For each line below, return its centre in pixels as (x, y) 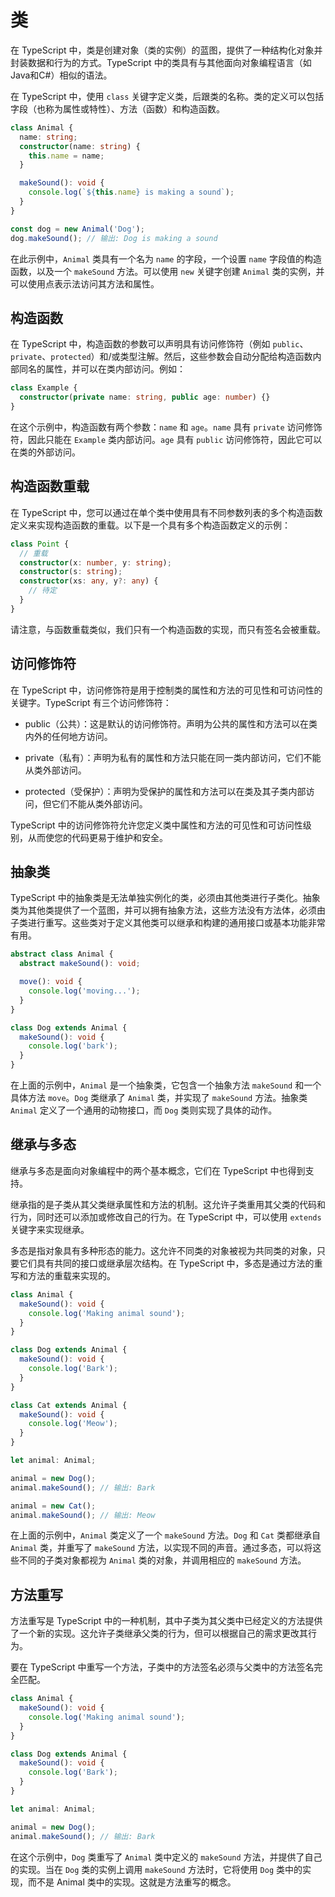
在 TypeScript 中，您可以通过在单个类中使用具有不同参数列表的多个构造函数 (166, 512)
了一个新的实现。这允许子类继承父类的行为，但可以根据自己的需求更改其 (159, 1633)
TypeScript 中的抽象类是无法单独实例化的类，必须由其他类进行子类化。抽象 (165, 898)
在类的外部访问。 (45, 452)
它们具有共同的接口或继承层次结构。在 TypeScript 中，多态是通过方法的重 (170, 1263)
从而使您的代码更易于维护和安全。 (97, 837)
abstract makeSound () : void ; (80, 964)
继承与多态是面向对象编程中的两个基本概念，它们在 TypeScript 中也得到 (158, 1170)
